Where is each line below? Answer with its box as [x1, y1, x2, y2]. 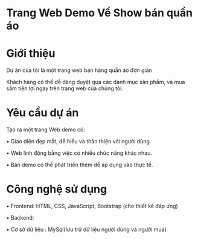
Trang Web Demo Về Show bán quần [6, 6, 193, 20]
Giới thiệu [6, 47, 56, 61]
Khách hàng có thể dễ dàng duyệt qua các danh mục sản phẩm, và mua [6, 79, 185, 86]
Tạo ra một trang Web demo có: [6, 126, 86, 133]
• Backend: [6, 214, 34, 221]
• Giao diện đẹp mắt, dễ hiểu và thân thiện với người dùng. [6, 138, 152, 145]
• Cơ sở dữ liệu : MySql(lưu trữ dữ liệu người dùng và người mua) [6, 226, 167, 233]
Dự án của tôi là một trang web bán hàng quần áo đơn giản [6, 67, 152, 74]
